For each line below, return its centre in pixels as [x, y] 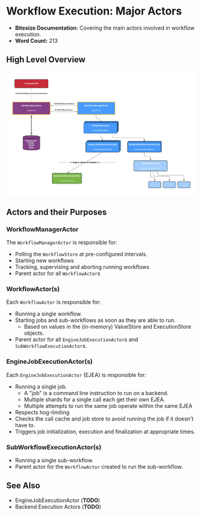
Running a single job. [41, 386]
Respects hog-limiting [42, 412]
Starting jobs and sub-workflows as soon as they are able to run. [95, 320]
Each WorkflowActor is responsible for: [54, 302]
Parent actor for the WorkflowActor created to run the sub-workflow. [99, 466]
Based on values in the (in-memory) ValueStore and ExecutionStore [107, 327]
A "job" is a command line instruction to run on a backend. [96, 393]
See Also [23, 485]
